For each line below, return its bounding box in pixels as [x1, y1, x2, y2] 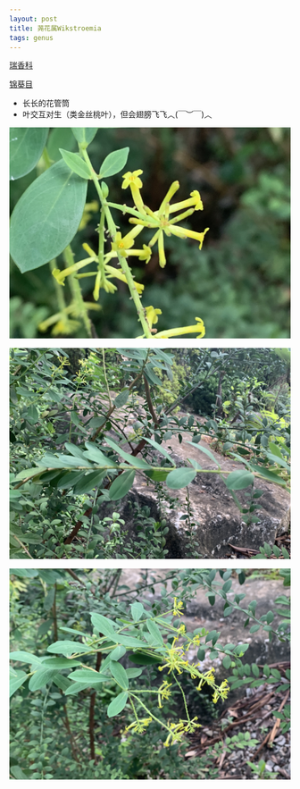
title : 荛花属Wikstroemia [9, 23, 102, 33]
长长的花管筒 [21, 98, 70, 109]
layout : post [9, 14, 58, 23]
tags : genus [9, 33, 54, 42]
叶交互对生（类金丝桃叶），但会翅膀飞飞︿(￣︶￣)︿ [21, 109, 212, 120]
